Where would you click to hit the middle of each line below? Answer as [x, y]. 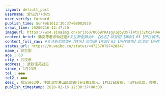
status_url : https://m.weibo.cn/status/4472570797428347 [65, 46]
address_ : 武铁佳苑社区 [27, 64]
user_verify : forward [27, 19]
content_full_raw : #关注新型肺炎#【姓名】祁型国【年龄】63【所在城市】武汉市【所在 [82, 42]
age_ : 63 [14, 55]
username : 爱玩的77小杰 [27, 14]
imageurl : [15, 32]
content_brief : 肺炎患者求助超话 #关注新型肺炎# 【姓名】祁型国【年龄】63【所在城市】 [84, 37]
